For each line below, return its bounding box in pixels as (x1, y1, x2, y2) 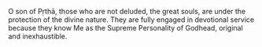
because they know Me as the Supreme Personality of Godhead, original (8, 23, 244, 32)
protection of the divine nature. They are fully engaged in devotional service (8, 15, 255, 24)
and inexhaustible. (8, 31, 68, 41)
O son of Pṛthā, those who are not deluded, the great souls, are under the (8, 7, 246, 16)
